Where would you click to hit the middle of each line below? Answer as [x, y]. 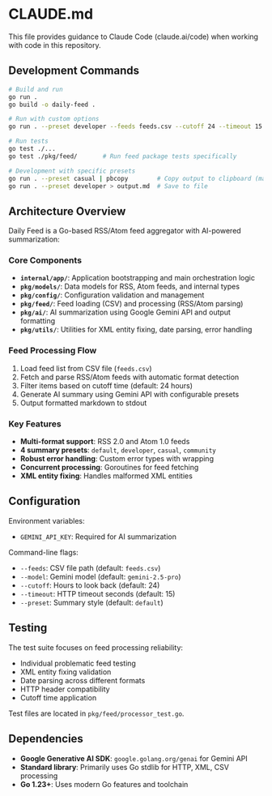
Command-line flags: [43, 552]
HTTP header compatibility [65, 689]
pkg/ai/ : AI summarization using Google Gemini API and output [125, 312]
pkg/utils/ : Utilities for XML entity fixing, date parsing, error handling [136, 330]
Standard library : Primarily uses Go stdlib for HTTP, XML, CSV [124, 767]
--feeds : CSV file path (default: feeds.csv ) [90, 567]
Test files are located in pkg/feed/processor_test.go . [96, 713]
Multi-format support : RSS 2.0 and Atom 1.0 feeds [105, 442]
